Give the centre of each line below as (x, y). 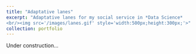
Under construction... (32, 46)
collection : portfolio (34, 28)
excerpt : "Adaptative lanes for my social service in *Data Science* (95, 17)
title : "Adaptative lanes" (40, 12)
